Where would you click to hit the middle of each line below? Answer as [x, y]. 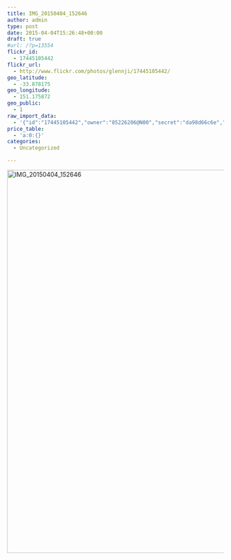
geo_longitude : [29, 90]
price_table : [26, 129]
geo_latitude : [27, 77]
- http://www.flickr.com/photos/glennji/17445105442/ [92, 71]
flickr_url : [24, 65]
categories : [24, 142]
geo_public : [24, 103]
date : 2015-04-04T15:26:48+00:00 [55, 33]
